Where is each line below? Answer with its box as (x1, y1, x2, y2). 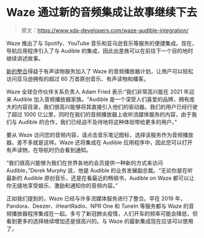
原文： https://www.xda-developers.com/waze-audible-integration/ (21, 27, 189, 34)
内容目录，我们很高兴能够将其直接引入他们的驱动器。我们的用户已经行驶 (16, 103, 198, 110)
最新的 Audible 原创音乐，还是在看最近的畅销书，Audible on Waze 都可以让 (6, 174, 195, 182)
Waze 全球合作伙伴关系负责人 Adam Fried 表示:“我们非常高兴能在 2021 (6, 88, 183, 95)
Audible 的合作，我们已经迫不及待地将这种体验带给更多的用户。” (18, 118, 177, 125)
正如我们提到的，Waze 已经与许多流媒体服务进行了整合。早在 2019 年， (6, 194, 186, 202)
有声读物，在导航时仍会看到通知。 (6, 146, 92, 153)
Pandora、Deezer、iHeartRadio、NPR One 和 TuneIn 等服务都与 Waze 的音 (6, 202, 194, 210)
